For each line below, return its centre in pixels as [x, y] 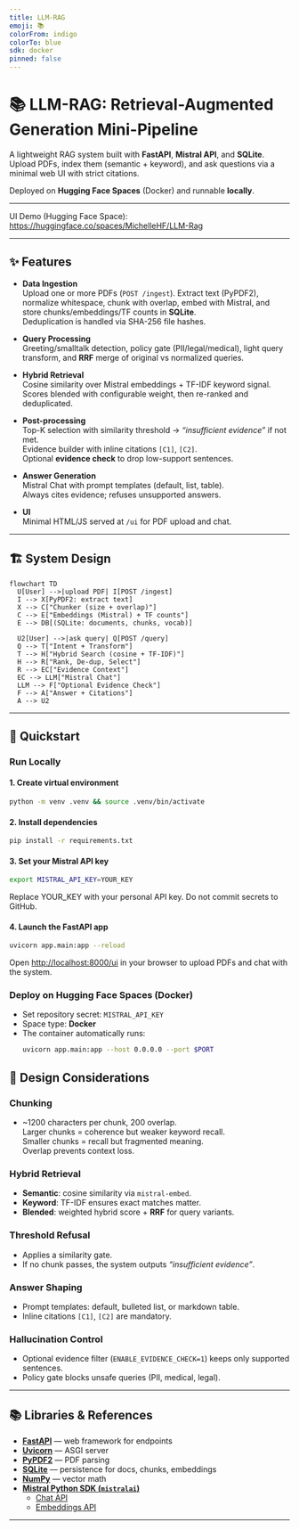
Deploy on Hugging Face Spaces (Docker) [101, 995]
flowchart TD [33, 584]
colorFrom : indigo [43, 34]
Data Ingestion [50, 283]
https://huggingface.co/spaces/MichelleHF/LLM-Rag [106, 225]
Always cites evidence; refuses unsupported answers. [121, 495]
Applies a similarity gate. [67, 1255]
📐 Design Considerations [79, 1078]
